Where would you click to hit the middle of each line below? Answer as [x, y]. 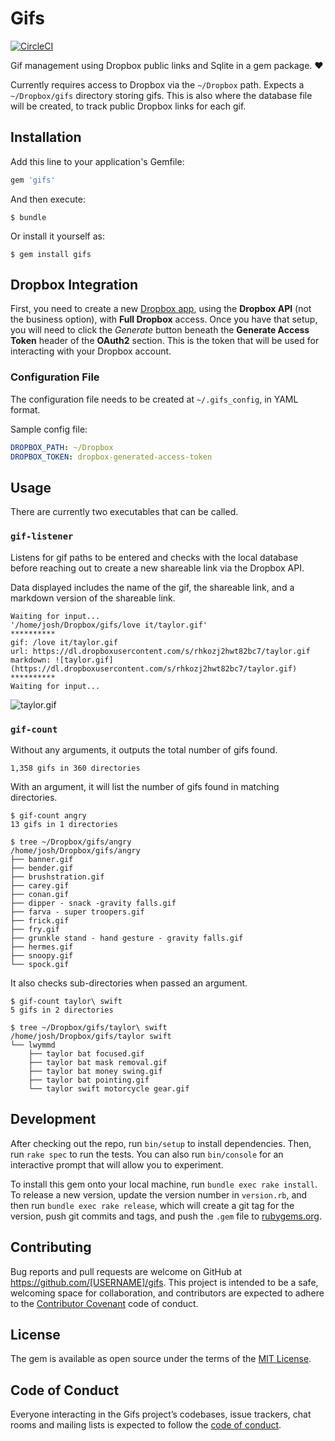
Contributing [51, 1247]
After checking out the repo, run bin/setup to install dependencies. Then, [161, 1143]
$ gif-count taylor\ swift [66, 1001]
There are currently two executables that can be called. [124, 512]
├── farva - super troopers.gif [77, 912]
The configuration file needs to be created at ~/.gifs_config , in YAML [154, 399]
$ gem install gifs [51, 254]
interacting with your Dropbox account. [91, 351]
